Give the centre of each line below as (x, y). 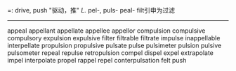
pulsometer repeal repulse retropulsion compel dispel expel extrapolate (111, 53)
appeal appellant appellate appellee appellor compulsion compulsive (106, 31)
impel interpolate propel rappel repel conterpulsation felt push (97, 60)
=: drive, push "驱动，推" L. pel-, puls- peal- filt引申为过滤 (91, 10)
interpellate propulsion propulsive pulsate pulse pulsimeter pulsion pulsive (114, 45)
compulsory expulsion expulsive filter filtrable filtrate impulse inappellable (114, 38)
